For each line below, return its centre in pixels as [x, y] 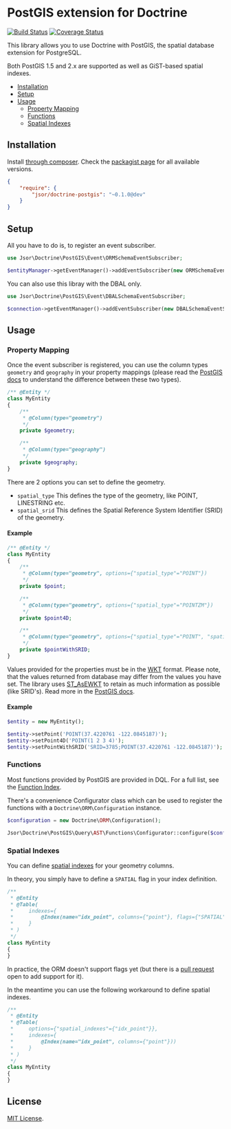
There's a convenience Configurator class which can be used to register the [115, 800]
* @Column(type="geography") [64, 450]
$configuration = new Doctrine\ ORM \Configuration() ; [84, 820]
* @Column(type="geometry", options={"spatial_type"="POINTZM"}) [118, 605]
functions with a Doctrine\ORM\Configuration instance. [85, 807]
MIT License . [25, 1118]
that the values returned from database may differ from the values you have [114, 676]
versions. [20, 169]
